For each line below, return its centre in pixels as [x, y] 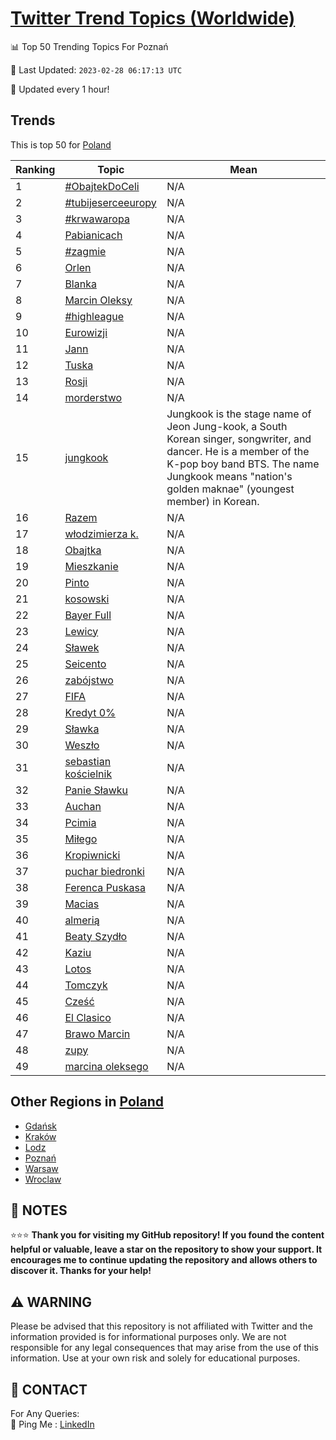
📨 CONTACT [49, 1389]
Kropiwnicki [92, 855]
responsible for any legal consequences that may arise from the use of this [164, 1348]
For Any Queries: [45, 1413]
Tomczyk [86, 985]
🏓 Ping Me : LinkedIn [52, 1424]
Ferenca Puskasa [105, 887]
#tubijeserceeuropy [110, 202]
